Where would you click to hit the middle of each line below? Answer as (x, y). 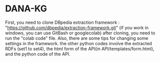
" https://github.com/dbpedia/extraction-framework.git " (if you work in (77, 27)
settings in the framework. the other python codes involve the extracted (79, 43)
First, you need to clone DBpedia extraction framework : (63, 22)
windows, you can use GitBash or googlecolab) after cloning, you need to (80, 33)
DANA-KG (26, 9)
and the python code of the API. (38, 54)
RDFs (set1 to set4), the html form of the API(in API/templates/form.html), (80, 49)
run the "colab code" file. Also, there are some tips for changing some (77, 38)
